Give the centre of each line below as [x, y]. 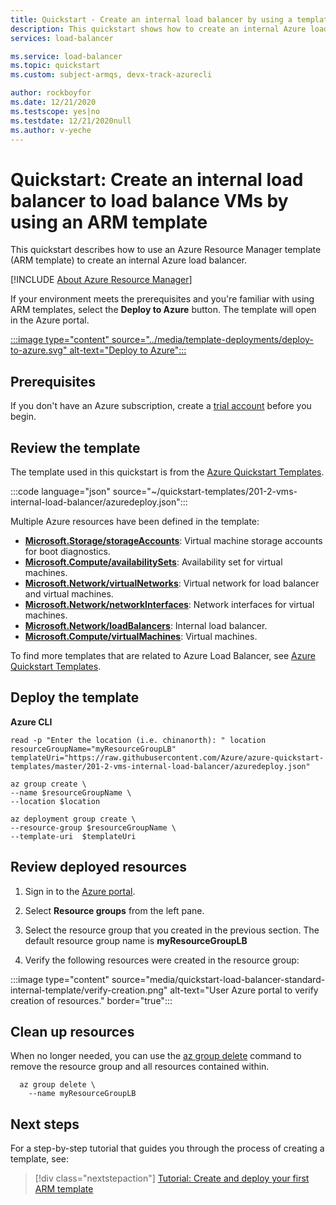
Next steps [45, 1124]
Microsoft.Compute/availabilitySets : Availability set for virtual [153, 562]
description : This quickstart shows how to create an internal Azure [158, 29]
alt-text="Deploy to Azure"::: [128, 350]
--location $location [55, 801]
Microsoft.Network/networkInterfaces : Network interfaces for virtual [169, 604]
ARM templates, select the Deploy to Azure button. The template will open [163, 310]
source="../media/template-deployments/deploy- [212, 340]
